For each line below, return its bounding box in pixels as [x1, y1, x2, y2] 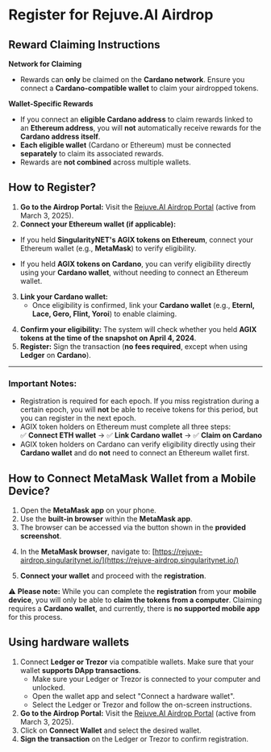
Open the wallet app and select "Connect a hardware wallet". [31, 691, 236, 700]
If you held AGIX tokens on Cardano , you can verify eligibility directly [19, 259, 252, 268]
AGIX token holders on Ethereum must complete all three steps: [19, 422, 231, 432]
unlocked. [31, 683, 66, 692]
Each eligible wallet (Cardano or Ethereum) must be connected [19, 140, 231, 150]
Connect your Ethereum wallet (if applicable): [19, 219, 176, 229]
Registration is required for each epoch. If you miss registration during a [19, 397, 260, 406]
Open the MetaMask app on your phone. [19, 505, 157, 515]
